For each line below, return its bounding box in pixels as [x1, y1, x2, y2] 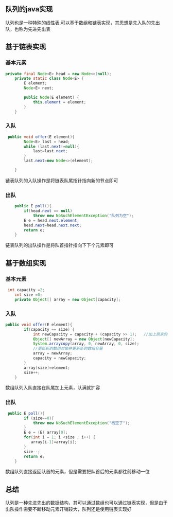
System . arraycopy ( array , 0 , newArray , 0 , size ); [32, 341, 140, 346]
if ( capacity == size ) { [24, 327, 75, 332]
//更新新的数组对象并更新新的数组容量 [32, 346, 103, 351]
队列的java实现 [5, 5, 53, 14]
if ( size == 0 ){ [24, 416, 54, 421]
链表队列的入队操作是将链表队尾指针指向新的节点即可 [5, 177, 118, 184]
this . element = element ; [32, 99, 86, 104]
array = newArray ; [32, 351, 73, 356]
